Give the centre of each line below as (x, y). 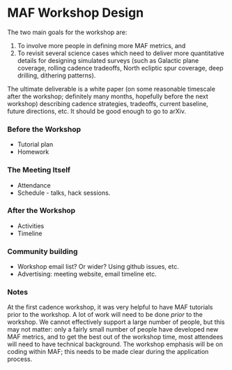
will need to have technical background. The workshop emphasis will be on (115, 344)
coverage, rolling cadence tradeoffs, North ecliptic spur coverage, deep (121, 68)
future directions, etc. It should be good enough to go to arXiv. (97, 111)
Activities (31, 225)
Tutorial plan (35, 145)
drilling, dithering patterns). (56, 75)
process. (20, 359)
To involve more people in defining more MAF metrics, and (101, 45)
